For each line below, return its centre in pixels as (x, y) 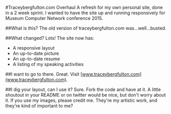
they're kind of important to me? (39, 106)
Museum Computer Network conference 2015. (54, 18)
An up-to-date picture (36, 53)
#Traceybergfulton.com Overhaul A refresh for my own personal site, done (84, 7)
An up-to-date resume (36, 59)
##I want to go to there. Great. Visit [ (44, 74)
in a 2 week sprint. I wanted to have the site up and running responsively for (85, 13)
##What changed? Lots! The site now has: (50, 38)
